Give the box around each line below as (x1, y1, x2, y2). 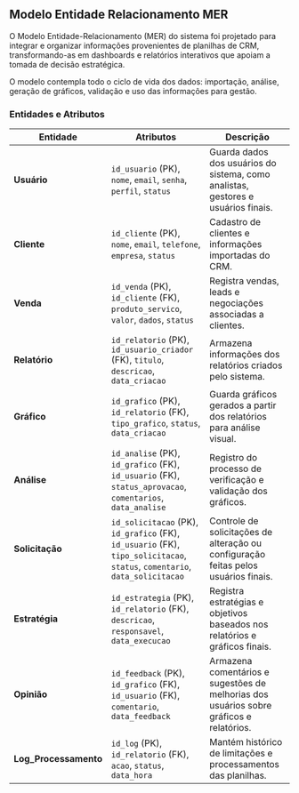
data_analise (110, 502, 166, 513)
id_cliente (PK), (110, 227, 181, 239)
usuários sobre (208, 700, 272, 712)
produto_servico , (110, 302, 182, 315)
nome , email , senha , (110, 173, 188, 186)
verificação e (208, 474, 264, 486)
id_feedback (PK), (110, 667, 185, 679)
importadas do (208, 249, 271, 261)
